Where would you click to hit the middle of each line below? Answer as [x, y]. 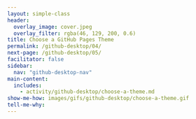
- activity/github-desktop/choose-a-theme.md [87, 92]
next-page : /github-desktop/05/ [54, 53]
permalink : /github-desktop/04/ [54, 46]
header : [19, 20]
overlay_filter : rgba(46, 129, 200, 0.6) [75, 33]
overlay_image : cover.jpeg [53, 27]
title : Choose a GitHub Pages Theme [61, 40]
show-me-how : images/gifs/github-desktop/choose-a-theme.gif [98, 99]
